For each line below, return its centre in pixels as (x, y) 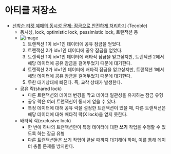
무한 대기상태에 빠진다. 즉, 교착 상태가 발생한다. (75, 82)
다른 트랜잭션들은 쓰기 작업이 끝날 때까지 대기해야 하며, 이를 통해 (92, 140)
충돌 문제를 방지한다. (54, 146)
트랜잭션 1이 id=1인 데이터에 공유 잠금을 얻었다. (74, 43)
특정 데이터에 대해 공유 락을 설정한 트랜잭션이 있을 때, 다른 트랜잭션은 (97, 107)
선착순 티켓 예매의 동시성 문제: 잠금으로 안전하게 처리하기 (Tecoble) (80, 26)
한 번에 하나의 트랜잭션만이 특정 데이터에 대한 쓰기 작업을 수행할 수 (94, 127)
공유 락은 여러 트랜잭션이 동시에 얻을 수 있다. (72, 101)
